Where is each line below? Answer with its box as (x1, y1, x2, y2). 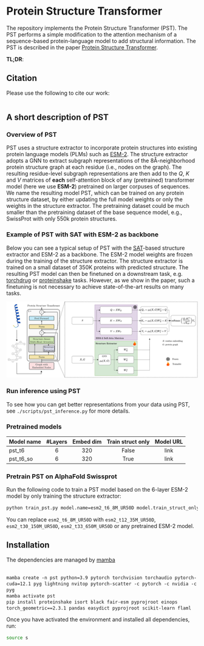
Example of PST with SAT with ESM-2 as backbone (6, 230, 159, 239)
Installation (6, 540, 50, 551)
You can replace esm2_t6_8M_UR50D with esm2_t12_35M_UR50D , (6, 515, 156, 523)
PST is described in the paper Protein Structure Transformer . (6, 44, 158, 51)
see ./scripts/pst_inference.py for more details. (6, 407, 131, 414)
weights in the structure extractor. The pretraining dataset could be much (6, 202, 189, 210)
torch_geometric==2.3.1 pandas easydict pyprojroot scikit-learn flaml (6, 605, 191, 611)
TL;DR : (6, 55, 24, 63)
